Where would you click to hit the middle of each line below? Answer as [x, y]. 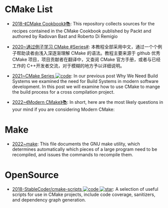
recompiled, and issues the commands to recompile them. [73, 154]
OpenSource [32, 175]
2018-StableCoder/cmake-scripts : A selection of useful [85, 189]
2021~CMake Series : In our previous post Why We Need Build [85, 76]
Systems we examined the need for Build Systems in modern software [85, 81]
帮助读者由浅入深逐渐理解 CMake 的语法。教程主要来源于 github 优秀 [88, 53]
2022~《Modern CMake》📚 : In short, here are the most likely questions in [88, 102]
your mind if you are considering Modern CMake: [63, 109]
